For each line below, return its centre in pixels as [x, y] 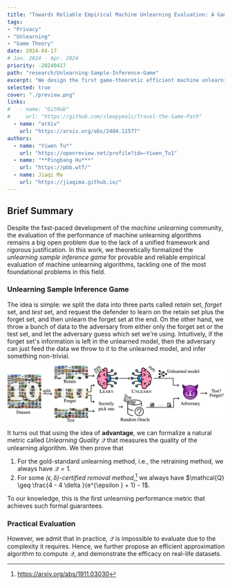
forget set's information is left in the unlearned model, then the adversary [111, 341]
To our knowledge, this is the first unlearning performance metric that [106, 498]
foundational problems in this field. [56, 271]
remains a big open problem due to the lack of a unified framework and [108, 242]
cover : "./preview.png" [41, 95]
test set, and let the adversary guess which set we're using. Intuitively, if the [115, 334]
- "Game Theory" [30, 44]
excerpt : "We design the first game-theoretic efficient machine [103, 80]
